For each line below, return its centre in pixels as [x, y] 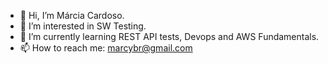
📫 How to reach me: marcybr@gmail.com [106, 48]
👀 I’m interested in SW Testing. [83, 26]
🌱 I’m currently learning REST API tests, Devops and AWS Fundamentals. [169, 36]
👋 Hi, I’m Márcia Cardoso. [72, 15]
